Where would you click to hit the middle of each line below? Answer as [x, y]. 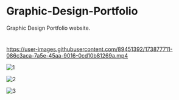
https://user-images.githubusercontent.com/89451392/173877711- [89, 49]
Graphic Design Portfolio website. [48, 28]
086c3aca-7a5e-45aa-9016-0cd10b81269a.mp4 [67, 56]
